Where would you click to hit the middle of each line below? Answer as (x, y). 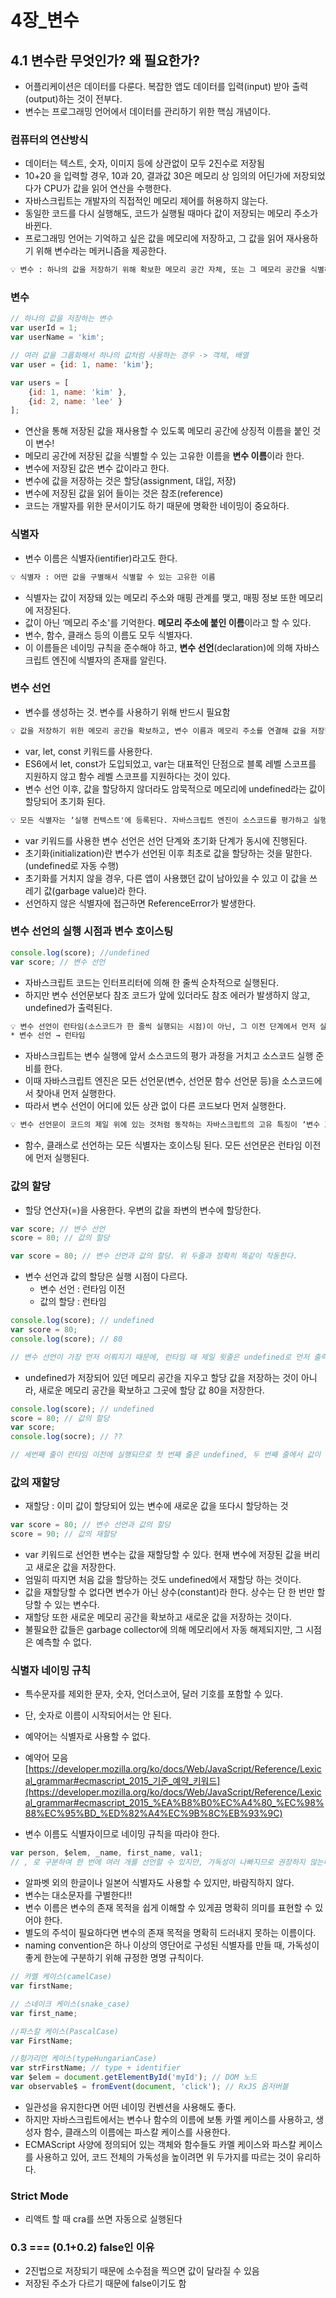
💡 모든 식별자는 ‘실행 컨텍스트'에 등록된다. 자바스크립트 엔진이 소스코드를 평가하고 (160, 820)
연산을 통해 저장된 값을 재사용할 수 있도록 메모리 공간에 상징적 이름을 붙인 (167, 431)
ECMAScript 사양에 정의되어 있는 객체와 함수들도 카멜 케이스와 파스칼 (160, 2144)
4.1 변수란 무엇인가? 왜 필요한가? (105, 60)
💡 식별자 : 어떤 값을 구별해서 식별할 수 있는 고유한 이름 (113, 577)
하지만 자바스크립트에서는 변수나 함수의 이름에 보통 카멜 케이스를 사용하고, (169, 2119)
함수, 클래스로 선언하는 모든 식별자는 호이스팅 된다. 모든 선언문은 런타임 (163, 1145)
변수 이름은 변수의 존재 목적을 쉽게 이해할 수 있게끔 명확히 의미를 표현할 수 (168, 1908)
